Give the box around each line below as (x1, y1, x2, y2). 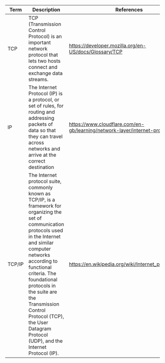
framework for (28, 202, 61, 209)
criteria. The (28, 270, 56, 277)
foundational (28, 276, 57, 283)
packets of (28, 121, 53, 127)
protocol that (28, 52, 58, 58)
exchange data (28, 70, 63, 77)
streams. (28, 76, 49, 83)
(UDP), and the (28, 337, 63, 344)
